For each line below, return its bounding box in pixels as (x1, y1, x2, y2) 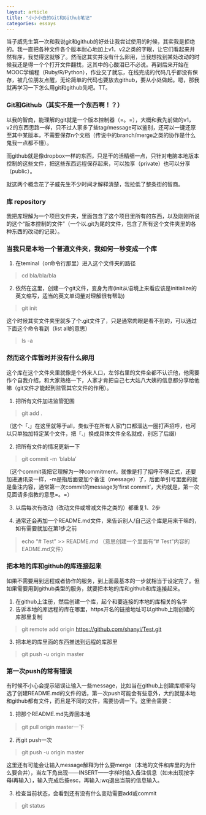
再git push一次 (15, 736, 52, 744)
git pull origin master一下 (21, 724, 85, 731)
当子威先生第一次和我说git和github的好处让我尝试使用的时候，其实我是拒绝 (6, 38, 196, 45)
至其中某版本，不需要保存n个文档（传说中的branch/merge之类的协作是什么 (6, 131, 196, 139)
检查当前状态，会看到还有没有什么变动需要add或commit (15, 790, 157, 797)
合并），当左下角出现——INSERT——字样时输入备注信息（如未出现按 (17, 769, 189, 776)
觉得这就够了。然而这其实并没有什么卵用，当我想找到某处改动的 (32, 53, 194, 61)
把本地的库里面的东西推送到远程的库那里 (15, 638, 118, 645)
